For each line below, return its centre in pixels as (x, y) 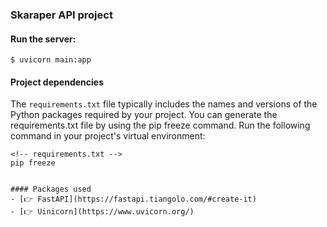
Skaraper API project (61, 15)
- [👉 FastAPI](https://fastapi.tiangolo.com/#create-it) (133, 199)
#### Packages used (51, 189)
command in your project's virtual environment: (108, 136)
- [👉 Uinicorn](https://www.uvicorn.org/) (102, 212)
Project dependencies (57, 82)
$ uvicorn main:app (51, 60)
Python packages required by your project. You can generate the (144, 115)
